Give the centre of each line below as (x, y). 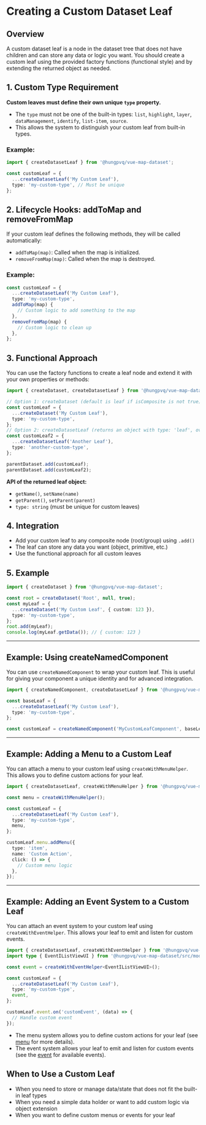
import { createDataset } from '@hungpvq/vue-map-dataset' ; (85, 587)
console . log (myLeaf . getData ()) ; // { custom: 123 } (74, 632)
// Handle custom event (42, 1018)
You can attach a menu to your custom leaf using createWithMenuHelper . (97, 769)
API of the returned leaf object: (47, 481)
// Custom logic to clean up (55, 327)
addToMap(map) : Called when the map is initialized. (78, 252)
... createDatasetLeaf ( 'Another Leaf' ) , (63, 442)
